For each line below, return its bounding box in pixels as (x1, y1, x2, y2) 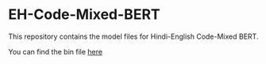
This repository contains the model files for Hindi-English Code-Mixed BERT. (8, 32, 259, 41)
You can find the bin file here (8, 47, 103, 56)
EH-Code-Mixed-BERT (8, 6, 160, 24)
